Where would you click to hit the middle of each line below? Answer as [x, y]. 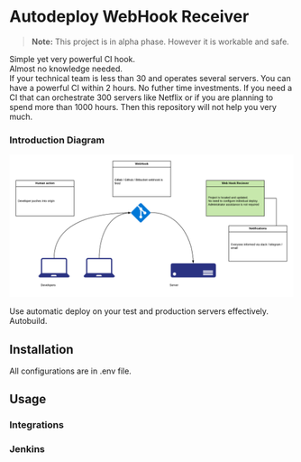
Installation [41, 349]
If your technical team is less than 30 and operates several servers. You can [150, 78]
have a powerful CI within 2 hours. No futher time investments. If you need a [151, 88]
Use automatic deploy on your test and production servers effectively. [139, 311]
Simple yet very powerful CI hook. [73, 59]
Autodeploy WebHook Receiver [129, 17]
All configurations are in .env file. [71, 371]
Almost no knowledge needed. [66, 69]
